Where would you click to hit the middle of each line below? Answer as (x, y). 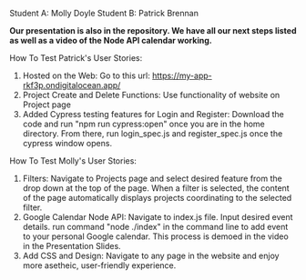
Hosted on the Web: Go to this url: (86, 75)
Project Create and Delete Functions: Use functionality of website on (151, 95)
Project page (46, 105)
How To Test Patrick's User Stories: (76, 58)
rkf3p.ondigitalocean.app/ (71, 85)
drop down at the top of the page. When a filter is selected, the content (156, 188)
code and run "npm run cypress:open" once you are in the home (144, 124)
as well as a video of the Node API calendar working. (111, 40)
